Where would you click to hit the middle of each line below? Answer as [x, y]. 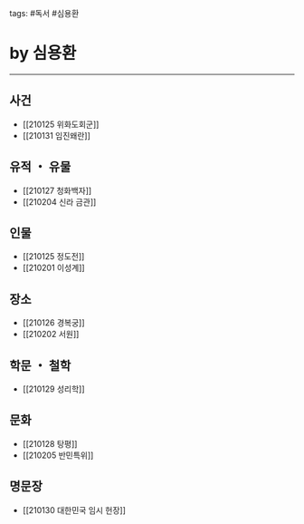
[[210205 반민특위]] [58, 455]
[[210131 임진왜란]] [56, 135]
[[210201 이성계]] [53, 268]
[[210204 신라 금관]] [59, 201]
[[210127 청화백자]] [57, 190]
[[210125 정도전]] [53, 257]
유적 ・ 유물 [40, 167]
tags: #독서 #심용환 [44, 13]
